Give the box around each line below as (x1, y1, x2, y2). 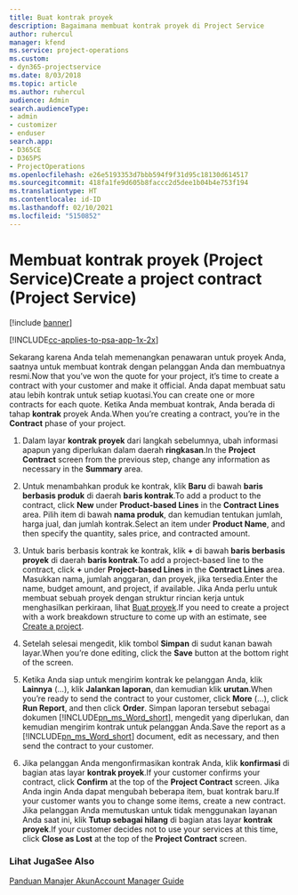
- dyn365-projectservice (9, 63, 101, 72)
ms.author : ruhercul (9, 87, 86, 96)
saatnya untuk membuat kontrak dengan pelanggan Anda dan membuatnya (9, 361, 286, 372)
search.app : (9, 137, 53, 146)
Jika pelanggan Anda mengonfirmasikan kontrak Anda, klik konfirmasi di (21, 757, 290, 768)
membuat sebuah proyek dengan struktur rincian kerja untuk (21, 593, 245, 603)
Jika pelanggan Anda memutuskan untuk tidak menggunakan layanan (21, 804, 278, 815)
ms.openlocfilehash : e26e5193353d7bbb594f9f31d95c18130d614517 (9, 170, 249, 179)
